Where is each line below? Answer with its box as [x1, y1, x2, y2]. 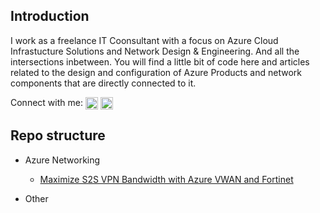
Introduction [10, 8, 90, 25]
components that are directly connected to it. [10, 77, 197, 89]
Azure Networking [24, 154, 101, 166]
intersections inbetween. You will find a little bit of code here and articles [10, 55, 310, 68]
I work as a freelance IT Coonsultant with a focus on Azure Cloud [10, 34, 279, 46]
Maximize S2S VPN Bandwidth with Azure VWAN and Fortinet [39, 173, 294, 185]
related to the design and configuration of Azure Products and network [10, 66, 303, 78]
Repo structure [10, 127, 106, 144]
